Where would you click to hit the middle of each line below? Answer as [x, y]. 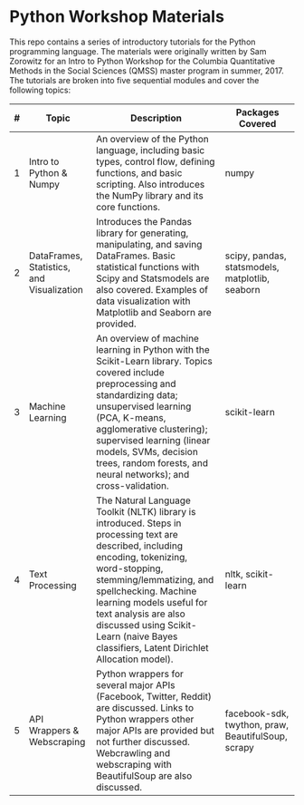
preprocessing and [136, 383]
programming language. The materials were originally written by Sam [138, 51]
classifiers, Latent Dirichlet [153, 647]
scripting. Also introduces [151, 184]
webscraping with [134, 764]
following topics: [40, 90]
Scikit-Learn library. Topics [154, 361]
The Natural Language [144, 500]
